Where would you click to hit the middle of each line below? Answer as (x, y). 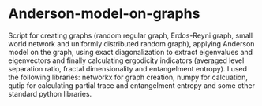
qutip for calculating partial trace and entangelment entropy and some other (131, 85)
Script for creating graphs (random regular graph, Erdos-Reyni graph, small (131, 35)
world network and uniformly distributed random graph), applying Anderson (131, 43)
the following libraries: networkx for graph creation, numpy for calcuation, (128, 77)
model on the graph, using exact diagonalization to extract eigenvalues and (131, 52)
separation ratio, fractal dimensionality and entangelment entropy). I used (127, 68)
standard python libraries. (50, 93)
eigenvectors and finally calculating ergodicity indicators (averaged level (126, 60)
